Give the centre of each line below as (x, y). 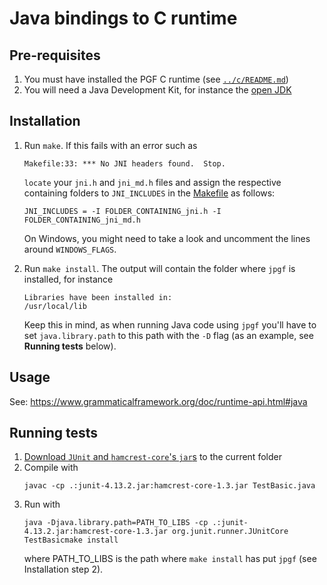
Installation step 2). (63, 569)
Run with (42, 504)
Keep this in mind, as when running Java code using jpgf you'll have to (170, 324)
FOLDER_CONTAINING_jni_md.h (82, 220)
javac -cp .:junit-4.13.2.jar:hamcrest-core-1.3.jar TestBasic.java (169, 486)
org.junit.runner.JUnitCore (230, 532)
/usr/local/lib (55, 306)
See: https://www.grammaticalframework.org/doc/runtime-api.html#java (158, 401)
